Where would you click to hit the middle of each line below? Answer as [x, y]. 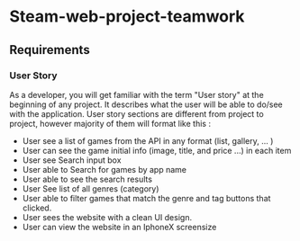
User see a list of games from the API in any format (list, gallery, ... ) [148, 140]
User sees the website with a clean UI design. [107, 217]
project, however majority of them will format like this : [110, 123]
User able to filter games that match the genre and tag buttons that [146, 198]
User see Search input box [72, 160]
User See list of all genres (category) [91, 188]
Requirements [50, 50]
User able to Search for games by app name [105, 169]
